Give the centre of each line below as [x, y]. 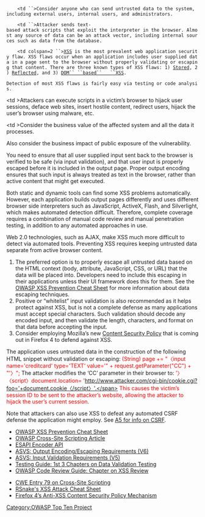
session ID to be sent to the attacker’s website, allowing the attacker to [95, 395]
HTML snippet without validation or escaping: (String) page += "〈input [96, 359]
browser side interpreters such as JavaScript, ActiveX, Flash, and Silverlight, [103, 206]
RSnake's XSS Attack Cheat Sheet [58, 489]
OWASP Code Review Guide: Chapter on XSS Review [82, 471]
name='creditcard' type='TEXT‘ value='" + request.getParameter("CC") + [99, 366]
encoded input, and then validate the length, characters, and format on [104, 320]
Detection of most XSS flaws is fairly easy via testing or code [91, 84]
